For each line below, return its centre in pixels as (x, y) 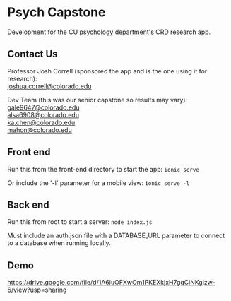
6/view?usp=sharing (37, 290)
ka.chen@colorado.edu (41, 122)
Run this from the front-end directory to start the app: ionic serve (103, 169)
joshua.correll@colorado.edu (49, 86)
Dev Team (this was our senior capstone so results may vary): (97, 100)
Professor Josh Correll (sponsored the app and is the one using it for (107, 71)
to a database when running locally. (59, 243)
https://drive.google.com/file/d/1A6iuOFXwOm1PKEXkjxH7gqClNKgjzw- (111, 283)
